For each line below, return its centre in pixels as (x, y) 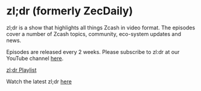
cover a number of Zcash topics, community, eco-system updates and (94, 34)
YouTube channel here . (35, 58)
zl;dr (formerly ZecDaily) (70, 11)
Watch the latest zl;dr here (39, 81)
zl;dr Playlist (21, 69)
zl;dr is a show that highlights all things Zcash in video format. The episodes (101, 28)
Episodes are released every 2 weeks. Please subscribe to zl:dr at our (93, 51)
